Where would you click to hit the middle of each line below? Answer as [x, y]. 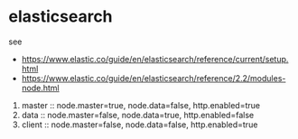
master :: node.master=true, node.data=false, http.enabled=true [141, 105]
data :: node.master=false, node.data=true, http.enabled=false [138, 115]
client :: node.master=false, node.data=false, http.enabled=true [140, 125]
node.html [40, 88]
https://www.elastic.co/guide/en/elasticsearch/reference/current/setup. [155, 59]
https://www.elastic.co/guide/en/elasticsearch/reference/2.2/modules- [154, 78]
